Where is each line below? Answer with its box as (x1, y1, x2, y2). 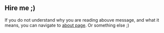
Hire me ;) (4, 4, 36, 12)
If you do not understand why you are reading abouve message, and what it (4, 17, 160, 23)
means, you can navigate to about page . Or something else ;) (4, 22, 129, 28)
